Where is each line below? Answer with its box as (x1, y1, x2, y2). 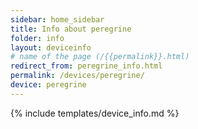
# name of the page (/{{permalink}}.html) (10, 52, 190, 62)
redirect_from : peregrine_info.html (10, 61, 163, 71)
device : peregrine (10, 80, 87, 90)
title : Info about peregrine (10, 24, 132, 34)
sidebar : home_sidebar (10, 14, 105, 25)
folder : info (10, 33, 65, 43)
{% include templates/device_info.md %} (10, 107, 180, 119)
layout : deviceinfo (10, 42, 92, 53)
